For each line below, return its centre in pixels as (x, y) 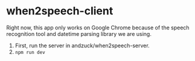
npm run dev (30, 52)
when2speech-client (60, 11)
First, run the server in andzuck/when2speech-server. (82, 45)
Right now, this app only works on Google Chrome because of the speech (98, 28)
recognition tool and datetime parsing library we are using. (79, 33)
